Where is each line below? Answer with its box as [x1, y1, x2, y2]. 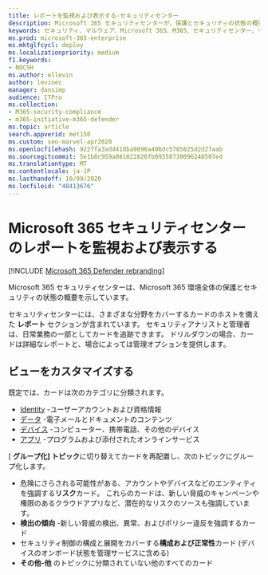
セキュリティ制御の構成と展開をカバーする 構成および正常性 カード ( [19, 538, 242, 547]
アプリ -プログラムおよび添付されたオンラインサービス [19, 434, 200, 443]
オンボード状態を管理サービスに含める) [41, 548, 170, 557]
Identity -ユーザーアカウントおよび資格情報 [19, 404, 162, 414]
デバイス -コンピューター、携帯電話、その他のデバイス [19, 424, 200, 434]
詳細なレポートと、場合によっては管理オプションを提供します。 [22, 339, 231, 349]
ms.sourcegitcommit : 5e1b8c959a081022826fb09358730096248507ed [8, 152, 223, 160]
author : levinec [8, 78, 62, 86]
